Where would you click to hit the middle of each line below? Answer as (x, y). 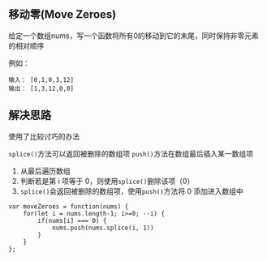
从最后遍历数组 (45, 171)
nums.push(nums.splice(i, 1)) (103, 228)
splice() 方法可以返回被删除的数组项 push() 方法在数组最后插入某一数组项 (131, 153)
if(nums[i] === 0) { (72, 220)
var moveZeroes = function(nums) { (69, 206)
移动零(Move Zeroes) (62, 15)
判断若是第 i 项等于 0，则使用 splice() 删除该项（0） (107, 181)
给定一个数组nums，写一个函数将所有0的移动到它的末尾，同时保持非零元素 (134, 36)
